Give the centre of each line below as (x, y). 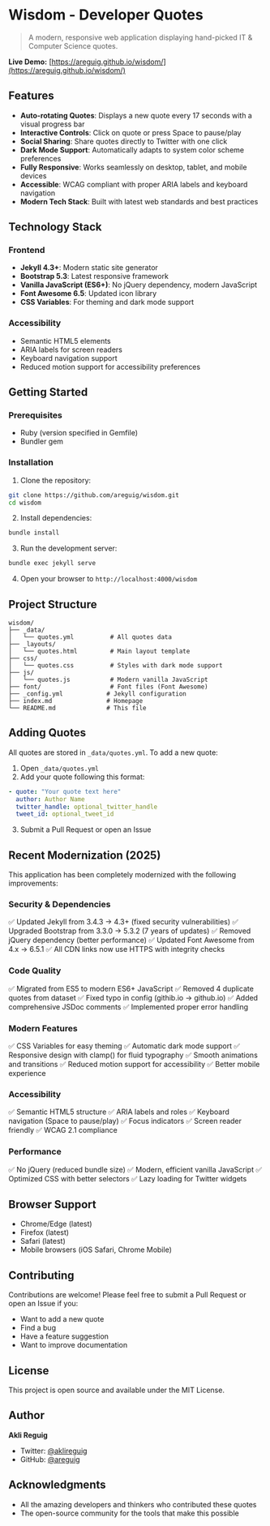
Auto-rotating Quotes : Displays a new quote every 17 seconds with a (136, 115)
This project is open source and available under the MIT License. (117, 1390)
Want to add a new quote (62, 1319)
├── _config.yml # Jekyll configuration (97, 694)
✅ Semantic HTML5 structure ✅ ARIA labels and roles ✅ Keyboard (119, 1112)
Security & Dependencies (60, 904)
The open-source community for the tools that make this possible (129, 1513)
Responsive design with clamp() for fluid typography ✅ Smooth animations (133, 1055)
